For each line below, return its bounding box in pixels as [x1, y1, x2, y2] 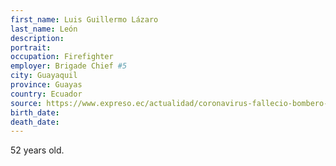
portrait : [10, 42, 52, 53]
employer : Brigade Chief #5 [10, 61, 128, 71]
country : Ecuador [10, 89, 83, 99]
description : [10, 33, 65, 43]
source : [10, 98, 43, 108]
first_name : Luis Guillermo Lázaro [10, 14, 159, 25]
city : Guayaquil [10, 71, 78, 81]
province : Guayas [10, 80, 83, 90]
